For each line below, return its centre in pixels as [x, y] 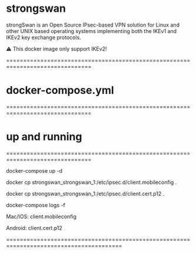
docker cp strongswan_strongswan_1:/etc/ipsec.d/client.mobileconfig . [92, 182]
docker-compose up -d [34, 170]
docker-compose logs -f [36, 205]
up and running [44, 137]
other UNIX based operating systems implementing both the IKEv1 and [92, 31]
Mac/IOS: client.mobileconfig [41, 216]
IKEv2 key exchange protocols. [44, 37]
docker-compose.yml [60, 91]
